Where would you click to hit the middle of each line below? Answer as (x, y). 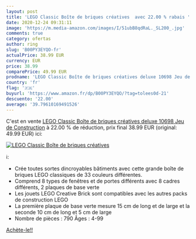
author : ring (22, 45)
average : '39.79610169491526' (43, 104)
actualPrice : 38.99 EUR (35, 55)
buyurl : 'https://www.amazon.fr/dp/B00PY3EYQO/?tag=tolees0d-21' (87, 93)
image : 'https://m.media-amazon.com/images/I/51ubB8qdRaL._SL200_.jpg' (95, 28)
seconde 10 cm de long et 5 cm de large (63, 212)
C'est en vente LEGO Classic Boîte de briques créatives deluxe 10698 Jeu (95, 121)
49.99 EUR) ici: (24, 133)
